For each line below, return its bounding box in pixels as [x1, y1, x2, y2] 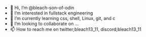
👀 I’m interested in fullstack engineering [10, 10, 93, 16]
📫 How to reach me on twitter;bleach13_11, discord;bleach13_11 [10, 26, 141, 32]
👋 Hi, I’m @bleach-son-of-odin [10, 5, 75, 10]
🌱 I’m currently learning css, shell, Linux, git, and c [10, 15, 116, 21]
